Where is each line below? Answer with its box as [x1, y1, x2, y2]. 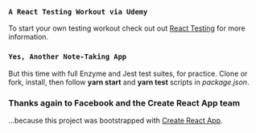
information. [8, 32, 49, 42]
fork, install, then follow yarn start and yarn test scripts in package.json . [8, 77, 250, 87]
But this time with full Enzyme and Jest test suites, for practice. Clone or [8, 69, 248, 78]
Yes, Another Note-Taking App [8, 52, 127, 61]
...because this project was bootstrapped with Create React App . [8, 115, 223, 125]
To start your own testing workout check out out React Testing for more [8, 23, 246, 33]
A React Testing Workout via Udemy [8, 7, 148, 16]
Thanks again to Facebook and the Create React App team [8, 97, 241, 108]
